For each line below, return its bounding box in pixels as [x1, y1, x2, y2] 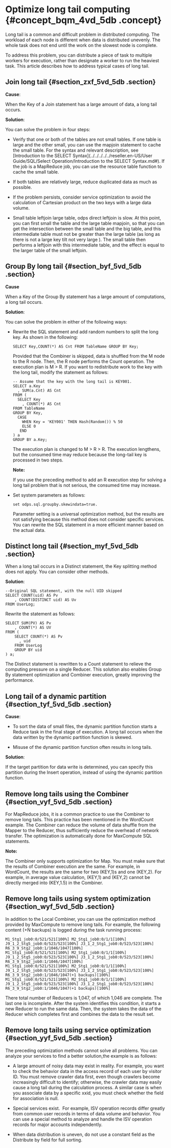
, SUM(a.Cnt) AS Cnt [17, 388, 61, 393]
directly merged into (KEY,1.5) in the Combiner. [5, 880, 104, 886]
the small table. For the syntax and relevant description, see [12, 147, 139, 153]
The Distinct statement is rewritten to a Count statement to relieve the [5, 661, 152, 667]
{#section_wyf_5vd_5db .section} [5, 902, 115, 911]
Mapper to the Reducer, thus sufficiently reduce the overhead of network [5, 827, 159, 833]
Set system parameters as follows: [12, 492, 86, 498]
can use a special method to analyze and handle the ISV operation [12, 1116, 152, 1122]
